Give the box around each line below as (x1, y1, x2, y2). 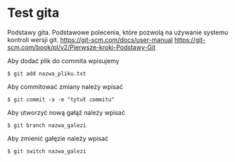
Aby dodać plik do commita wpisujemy (7, 56, 120, 65)
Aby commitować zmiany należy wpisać (7, 82, 123, 90)
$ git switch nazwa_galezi (7, 147, 87, 155)
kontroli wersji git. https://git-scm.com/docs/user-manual (7, 35, 173, 43)
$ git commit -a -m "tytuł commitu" (7, 96, 115, 103)
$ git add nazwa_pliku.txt (7, 70, 87, 77)
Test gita (7, 5, 60, 21)
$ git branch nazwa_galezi (7, 121, 87, 129)
